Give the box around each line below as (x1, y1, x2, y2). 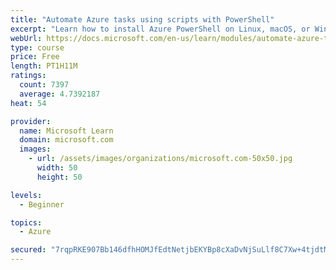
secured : (10, 245, 47, 255)
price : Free (10, 52, 60, 62)
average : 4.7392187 (19, 89, 101, 99)
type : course (10, 42, 65, 53)
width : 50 (36, 163, 78, 173)
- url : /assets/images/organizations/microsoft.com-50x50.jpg (28, 154, 293, 164)
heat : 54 (10, 98, 47, 108)
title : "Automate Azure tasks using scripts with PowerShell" (10, 14, 275, 25)
